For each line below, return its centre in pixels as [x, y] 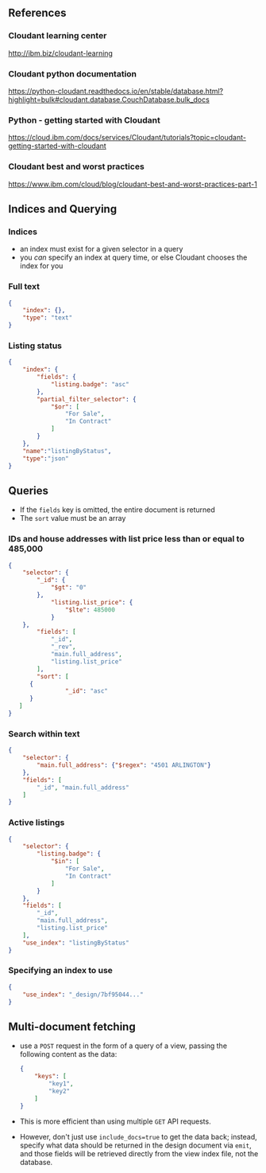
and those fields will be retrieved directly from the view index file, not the [139, 1153]
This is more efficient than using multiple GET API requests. [116, 1121]
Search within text [44, 733]
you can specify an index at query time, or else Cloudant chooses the [133, 257]
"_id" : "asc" [87, 691]
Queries [29, 490]
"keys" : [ [50, 1077]
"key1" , [61, 1084]
